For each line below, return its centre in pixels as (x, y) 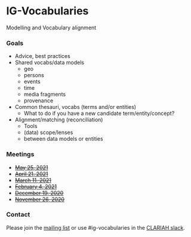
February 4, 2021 (36, 186)
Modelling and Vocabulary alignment (51, 28)
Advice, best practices (42, 56)
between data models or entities (63, 139)
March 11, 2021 (33, 180)
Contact (18, 215)
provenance (38, 101)
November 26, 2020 (39, 199)
